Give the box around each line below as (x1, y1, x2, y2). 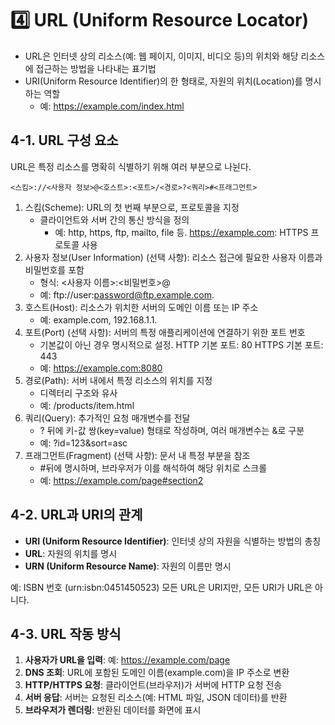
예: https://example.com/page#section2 (39, 474, 204, 486)
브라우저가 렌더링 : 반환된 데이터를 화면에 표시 (24, 704, 202, 716)
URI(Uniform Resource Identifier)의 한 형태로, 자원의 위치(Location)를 (24, 75, 303, 87)
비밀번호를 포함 (24, 263, 85, 276)
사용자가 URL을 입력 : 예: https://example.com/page (24, 654, 231, 666)
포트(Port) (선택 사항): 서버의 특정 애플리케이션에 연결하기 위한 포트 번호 (24, 326, 306, 338)
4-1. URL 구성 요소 (10, 132, 119, 149)
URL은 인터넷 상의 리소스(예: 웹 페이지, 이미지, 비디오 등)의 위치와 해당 (24, 50, 299, 62)
